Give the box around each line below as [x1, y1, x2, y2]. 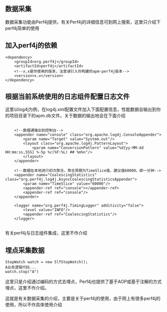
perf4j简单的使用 [5, 25, 39, 31]
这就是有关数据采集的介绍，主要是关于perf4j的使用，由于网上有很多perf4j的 [5, 296, 161, 302]
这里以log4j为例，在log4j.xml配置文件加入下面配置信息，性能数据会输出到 [5, 106, 157, 112]
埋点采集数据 [5, 246, 45, 255]
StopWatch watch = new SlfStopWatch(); [5, 260, 88, 265]
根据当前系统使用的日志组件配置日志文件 [5, 92, 130, 101]
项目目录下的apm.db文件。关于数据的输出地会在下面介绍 [9, 113, 126, 119]
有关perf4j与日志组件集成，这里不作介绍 [5, 230, 87, 236]
